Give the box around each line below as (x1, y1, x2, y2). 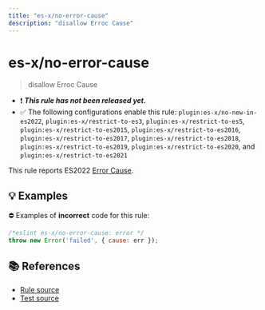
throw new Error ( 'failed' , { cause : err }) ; (8, 236, 159, 244)
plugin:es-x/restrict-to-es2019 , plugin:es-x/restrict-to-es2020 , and (19, 141, 255, 152)
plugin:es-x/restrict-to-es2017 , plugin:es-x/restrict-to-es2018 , (19, 133, 241, 143)
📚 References (8, 260, 81, 273)
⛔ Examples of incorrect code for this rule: (8, 211, 150, 221)
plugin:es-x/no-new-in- (178, 109, 258, 117)
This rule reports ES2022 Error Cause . (8, 165, 134, 176)
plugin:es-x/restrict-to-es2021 (19, 152, 128, 160)
